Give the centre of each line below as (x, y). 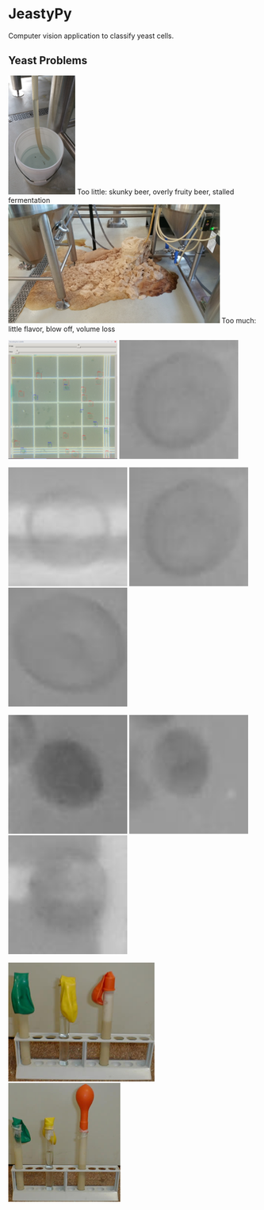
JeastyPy (40, 14)
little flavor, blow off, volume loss (62, 329)
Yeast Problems (48, 61)
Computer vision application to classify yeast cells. (91, 36)
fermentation (29, 200)
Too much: (239, 320)
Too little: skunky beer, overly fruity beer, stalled (155, 192)
